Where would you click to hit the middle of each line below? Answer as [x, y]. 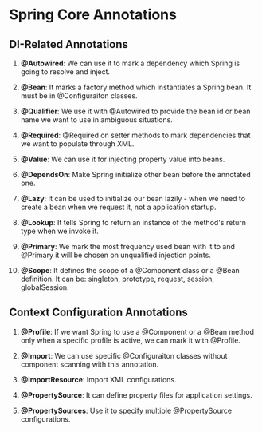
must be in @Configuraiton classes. [79, 96]
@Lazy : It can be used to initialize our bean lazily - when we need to [133, 198]
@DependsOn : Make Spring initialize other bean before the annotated [135, 174]
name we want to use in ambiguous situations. [97, 120]
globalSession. [45, 287]
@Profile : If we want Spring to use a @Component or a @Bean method [137, 331]
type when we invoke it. [59, 231]
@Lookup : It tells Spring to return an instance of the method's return [133, 222]
